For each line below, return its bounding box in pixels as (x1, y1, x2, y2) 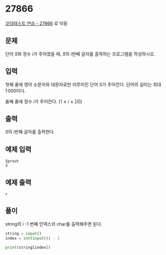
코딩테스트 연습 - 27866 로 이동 (5, 20, 68, 26)
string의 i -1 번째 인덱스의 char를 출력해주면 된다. (5, 221, 102, 227)
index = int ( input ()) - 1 (5, 235, 60, 241)
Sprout (5, 159, 19, 164)
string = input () (5, 231, 42, 236)
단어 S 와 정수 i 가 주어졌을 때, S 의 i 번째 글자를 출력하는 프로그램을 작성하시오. (5, 51, 155, 57)
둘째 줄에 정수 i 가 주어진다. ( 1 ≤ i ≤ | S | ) (5, 98, 82, 104)
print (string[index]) (5, 245, 51, 250)
